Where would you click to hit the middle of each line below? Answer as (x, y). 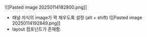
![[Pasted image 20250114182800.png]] (46, 7)
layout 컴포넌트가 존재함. (37, 29)
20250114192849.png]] (36, 23)
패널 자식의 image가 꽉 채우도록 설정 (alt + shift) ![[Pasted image (77, 17)
